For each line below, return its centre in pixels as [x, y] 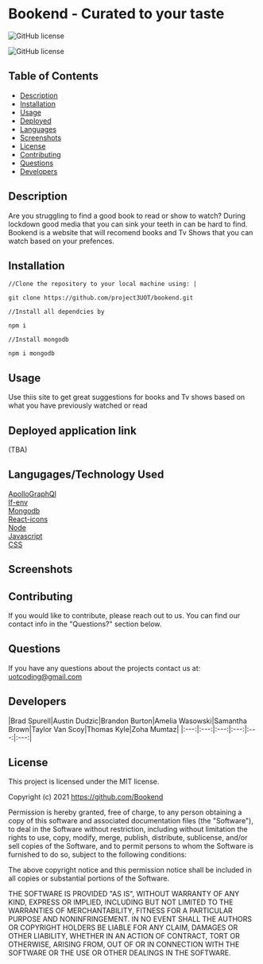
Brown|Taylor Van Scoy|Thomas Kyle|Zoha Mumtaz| [94, 729]
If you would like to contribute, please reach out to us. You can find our [124, 616]
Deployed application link [72, 430]
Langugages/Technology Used [86, 475]
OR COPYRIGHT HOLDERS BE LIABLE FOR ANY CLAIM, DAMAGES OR [123, 927]
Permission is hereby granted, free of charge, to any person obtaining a [125, 812]
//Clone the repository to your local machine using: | [102, 284]
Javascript [25, 536]
